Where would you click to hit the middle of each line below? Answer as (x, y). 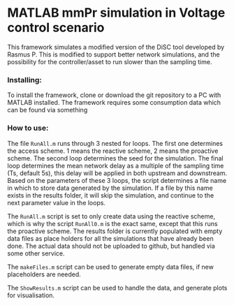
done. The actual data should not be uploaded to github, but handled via (111, 246)
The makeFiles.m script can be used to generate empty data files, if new (111, 267)
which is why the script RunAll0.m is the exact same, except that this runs (112, 223)
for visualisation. (31, 295)
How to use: (28, 128)
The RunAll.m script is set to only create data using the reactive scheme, (111, 216)
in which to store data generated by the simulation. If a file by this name (110, 188)
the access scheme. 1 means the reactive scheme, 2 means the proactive (113, 151)
